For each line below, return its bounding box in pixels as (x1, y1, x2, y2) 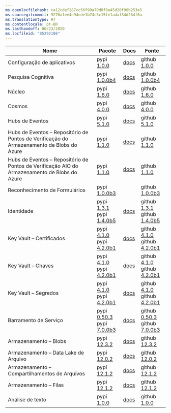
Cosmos (8, 103, 28, 110)
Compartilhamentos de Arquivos (8, 370, 85, 377)
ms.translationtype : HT (5, 17, 56, 22)
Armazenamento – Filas (8, 382, 64, 389)
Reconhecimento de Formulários (8, 186, 85, 194)
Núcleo (8, 88, 25, 95)
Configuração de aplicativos (8, 59, 75, 66)
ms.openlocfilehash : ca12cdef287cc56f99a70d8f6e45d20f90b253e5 (5, 7, 142, 13)
